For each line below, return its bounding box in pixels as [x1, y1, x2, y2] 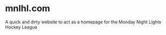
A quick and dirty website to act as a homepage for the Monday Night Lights [5, 19, 162, 25]
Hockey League [5, 24, 37, 30]
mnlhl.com [5, 3, 51, 14]
